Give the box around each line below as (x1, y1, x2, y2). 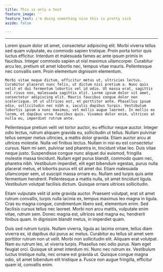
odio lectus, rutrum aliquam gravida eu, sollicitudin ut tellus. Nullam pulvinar (5, 129, 157, 136)
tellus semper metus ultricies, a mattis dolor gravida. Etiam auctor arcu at (5, 135, 151, 141)
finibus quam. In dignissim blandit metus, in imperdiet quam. (5, 216, 125, 222)
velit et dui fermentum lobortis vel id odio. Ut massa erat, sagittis (5, 86, 153, 91)
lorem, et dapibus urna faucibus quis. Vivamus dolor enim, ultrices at (5, 112, 155, 117)
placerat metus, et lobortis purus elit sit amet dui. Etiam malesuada (5, 166, 138, 172)
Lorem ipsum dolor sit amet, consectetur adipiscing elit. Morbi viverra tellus (5, 43, 156, 48)
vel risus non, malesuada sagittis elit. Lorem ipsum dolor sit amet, (5, 91, 151, 96)
